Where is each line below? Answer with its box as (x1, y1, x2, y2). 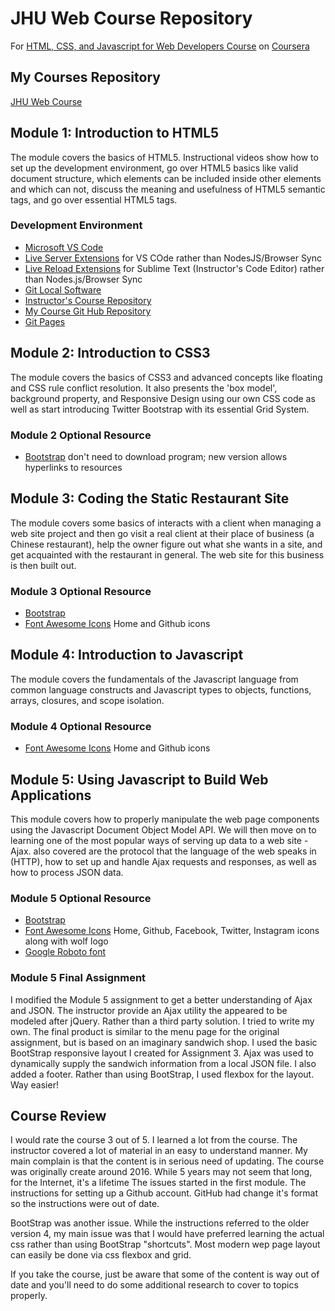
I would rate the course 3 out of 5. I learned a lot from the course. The (10, 1134, 298, 1146)
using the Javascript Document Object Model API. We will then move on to (10, 824, 317, 836)
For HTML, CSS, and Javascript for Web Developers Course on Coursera (10, 40, 310, 52)
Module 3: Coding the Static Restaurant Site (10, 490, 290, 507)
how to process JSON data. (10, 867, 124, 878)
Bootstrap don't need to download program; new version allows (24, 450, 288, 462)
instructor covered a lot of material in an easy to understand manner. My (10, 1145, 308, 1157)
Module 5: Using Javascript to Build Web (10, 771, 269, 788)
